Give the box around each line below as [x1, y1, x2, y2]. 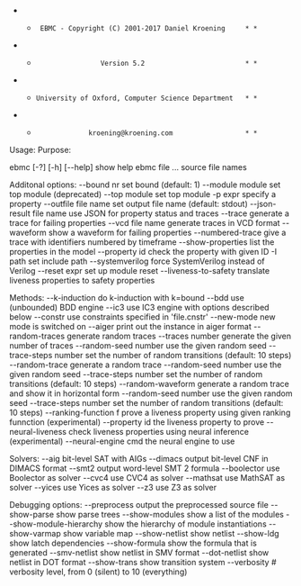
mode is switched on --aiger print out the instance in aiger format [9, 321, 252, 331]
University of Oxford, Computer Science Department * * [35, 94, 258, 103]
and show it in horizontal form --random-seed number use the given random [9, 388, 293, 399]
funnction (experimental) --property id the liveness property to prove [9, 417, 265, 428]
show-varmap [9, 528, 61, 538]
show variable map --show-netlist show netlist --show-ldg [62, 528, 280, 538]
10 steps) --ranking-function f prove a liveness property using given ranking [9, 407, 291, 418]
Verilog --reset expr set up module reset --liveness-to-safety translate [9, 266, 270, 275]
